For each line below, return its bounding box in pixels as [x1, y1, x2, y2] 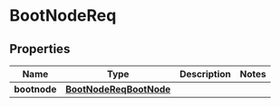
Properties [9, 41, 71, 57]
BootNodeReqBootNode [64, 83, 171, 95]
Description [179, 68, 231, 80]
